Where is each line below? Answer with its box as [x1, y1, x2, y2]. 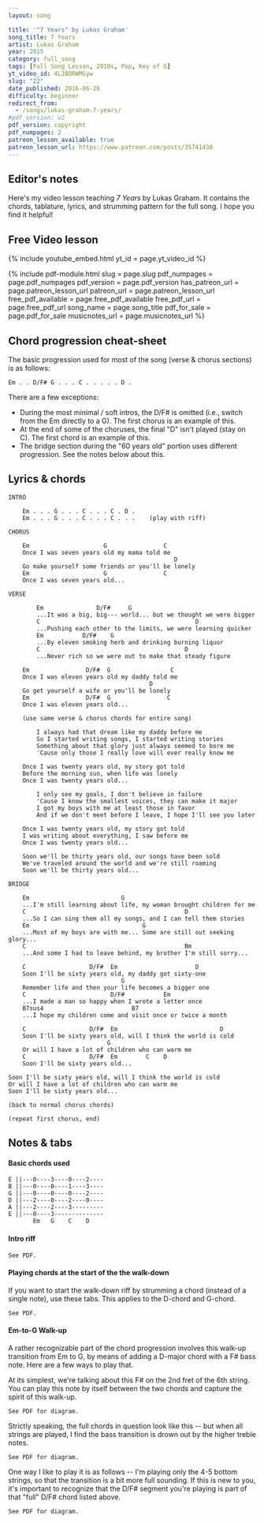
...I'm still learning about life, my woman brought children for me [22, 900, 256, 908]
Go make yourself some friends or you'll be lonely [22, 562, 195, 571]
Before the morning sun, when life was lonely [22, 769, 178, 777]
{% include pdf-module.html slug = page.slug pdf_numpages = [8, 269, 213, 279]
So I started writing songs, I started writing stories [36, 735, 224, 743]
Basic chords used [8, 1158, 71, 1168]
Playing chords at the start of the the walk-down [8, 1268, 169, 1278]
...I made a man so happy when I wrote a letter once [22, 997, 203, 1005]
